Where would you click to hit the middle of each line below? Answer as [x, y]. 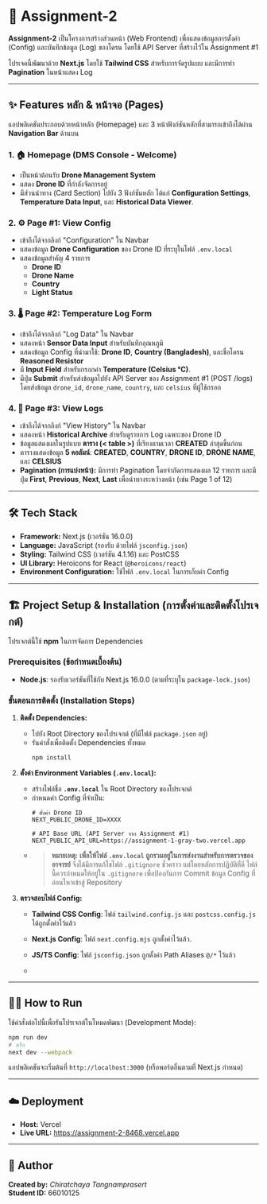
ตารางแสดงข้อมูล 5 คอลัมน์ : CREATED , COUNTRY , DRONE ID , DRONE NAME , [137, 452]
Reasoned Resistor [52, 360]
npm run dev [28, 1037]
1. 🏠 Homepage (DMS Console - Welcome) [93, 154]
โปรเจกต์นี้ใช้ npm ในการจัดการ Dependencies [75, 641]
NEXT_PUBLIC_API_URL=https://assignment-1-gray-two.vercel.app [139, 841]
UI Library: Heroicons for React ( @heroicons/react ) [103, 563]
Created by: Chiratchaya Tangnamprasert [77, 1185]
